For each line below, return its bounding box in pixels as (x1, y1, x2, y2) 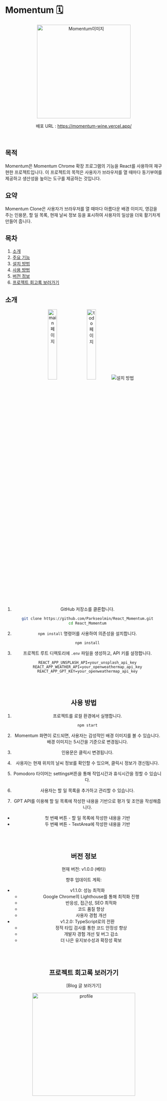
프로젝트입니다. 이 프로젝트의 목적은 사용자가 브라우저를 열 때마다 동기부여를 (14, 169, 163, 175)
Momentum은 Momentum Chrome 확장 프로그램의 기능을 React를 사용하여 (5, 163, 153, 169)
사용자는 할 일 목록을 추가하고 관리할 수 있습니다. (40, 787, 135, 793)
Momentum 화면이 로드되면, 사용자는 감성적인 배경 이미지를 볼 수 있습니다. (14, 733, 161, 738)
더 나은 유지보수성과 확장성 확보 (60, 937, 122, 943)
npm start (77, 723, 98, 728)
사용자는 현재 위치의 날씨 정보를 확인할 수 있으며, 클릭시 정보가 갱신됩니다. (15, 760, 160, 766)
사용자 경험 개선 (75, 912, 107, 918)
